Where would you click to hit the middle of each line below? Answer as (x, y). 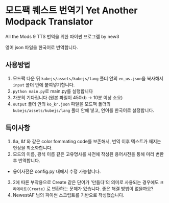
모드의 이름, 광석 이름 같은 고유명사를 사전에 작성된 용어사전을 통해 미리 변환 (88, 154)
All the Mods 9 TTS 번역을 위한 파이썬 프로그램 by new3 (62, 36)
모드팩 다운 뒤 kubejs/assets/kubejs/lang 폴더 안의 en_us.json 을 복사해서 (88, 78)
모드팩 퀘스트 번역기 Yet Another (71, 10)
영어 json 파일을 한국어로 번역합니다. (42, 47)
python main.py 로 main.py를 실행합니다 (53, 91)
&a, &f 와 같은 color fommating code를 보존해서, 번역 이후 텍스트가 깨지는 (87, 141)
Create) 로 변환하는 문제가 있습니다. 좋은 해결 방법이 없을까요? (91, 188)
